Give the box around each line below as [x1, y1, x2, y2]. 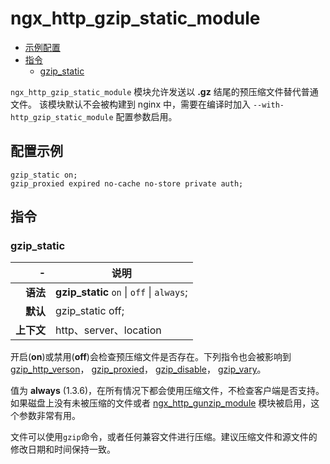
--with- [252, 100, 285, 110]
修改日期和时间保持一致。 [10, 443, 116, 456]
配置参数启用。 [115, 110, 178, 122]
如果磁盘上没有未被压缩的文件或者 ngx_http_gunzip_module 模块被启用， [10, 397, 312, 409]
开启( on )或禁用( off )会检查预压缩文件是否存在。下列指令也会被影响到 [10, 351, 292, 363]
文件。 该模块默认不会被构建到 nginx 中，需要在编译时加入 [10, 98, 251, 110]
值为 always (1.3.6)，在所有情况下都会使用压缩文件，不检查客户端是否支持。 [10, 385, 325, 397]
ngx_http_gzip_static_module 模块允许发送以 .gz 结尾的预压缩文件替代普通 [10, 85, 319, 97]
